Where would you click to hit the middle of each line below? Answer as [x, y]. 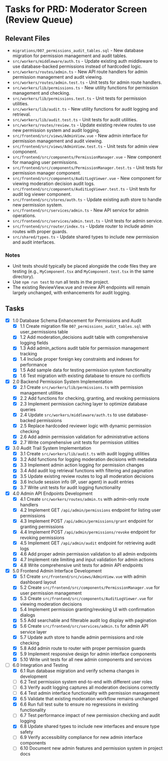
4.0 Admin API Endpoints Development [52, 493]
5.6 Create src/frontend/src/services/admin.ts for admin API [84, 626]
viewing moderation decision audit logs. [54, 183]
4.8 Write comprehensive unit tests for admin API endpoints [81, 565]
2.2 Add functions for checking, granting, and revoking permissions [90, 398]
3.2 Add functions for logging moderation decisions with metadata [88, 459]
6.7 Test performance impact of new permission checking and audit [90, 715]
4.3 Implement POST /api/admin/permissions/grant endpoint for [87, 521]
